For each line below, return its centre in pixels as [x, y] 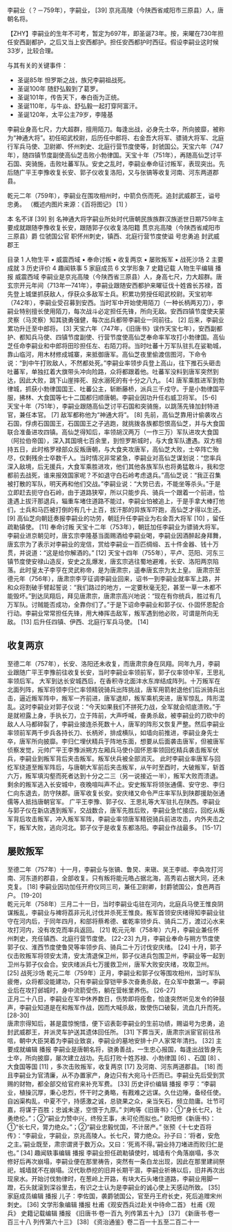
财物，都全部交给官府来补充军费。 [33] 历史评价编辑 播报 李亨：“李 [115, 1084]
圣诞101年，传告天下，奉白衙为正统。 [70, 97]
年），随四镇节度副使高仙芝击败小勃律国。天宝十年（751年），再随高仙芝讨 [112, 155]
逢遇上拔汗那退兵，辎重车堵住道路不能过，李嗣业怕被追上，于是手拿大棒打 [113, 501]
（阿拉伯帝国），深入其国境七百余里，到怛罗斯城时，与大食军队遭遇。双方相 [115, 441]
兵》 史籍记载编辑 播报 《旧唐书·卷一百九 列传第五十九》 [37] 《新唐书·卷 [110, 1213]
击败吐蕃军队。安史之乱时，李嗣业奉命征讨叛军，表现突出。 [134, 164]
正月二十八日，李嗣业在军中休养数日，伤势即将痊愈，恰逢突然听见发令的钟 [113, 999]
